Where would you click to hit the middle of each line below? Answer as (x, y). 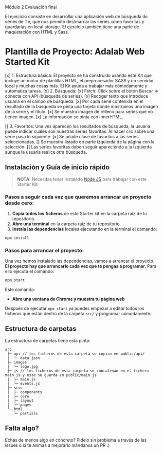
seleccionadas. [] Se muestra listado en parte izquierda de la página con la (80, 142)
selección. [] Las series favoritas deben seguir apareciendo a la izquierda (79, 147)
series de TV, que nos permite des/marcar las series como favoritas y (75, 22)
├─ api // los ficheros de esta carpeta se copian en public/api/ (76, 354)
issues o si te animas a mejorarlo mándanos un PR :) (57, 445)
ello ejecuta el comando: (30, 272)
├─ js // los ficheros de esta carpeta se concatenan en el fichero (78, 371)
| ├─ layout (20, 400)
